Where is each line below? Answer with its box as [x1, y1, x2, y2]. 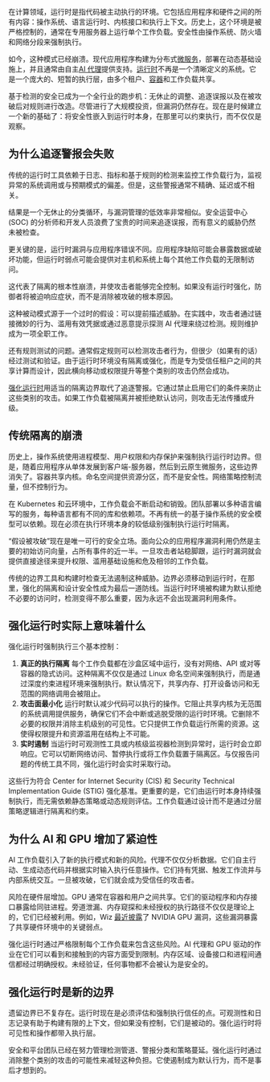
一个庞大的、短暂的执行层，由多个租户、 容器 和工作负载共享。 [14, 75, 219, 84]
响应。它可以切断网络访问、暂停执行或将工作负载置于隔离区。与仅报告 [19, 749, 253, 759]
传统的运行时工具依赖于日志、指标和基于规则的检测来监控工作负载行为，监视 [8, 169, 262, 179]
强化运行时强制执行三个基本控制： [8, 642, 121, 651]
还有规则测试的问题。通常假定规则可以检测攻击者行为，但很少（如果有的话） [8, 345, 262, 355]
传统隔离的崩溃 [8, 429, 83, 443]
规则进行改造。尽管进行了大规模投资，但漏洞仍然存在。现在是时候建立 [29, 101, 262, 111]
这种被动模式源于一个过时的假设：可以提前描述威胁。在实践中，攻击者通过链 [8, 308, 262, 318]
